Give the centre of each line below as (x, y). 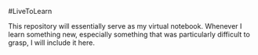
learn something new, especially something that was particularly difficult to (129, 34)
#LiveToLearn (30, 11)
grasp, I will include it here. (52, 43)
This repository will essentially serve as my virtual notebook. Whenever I (125, 26)
